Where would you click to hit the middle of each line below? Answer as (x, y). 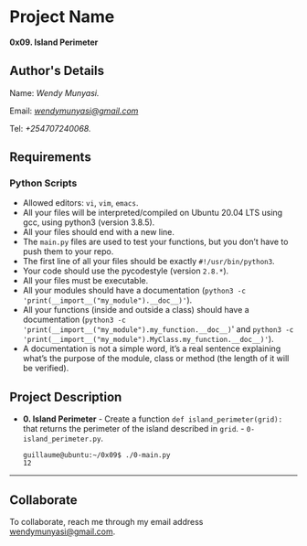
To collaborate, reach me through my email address (106, 522)
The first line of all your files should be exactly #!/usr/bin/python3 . (149, 262)
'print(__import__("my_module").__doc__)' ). (107, 300)
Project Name (62, 17)
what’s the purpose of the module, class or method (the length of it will (156, 359)
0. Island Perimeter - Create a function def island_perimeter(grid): (153, 419)
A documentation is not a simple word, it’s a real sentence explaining (152, 348)
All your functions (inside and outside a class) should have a (136, 310)
